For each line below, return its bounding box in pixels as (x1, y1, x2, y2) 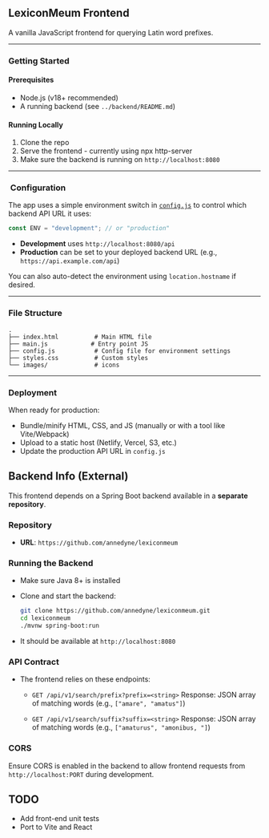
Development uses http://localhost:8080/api (19, 239, 175, 249)
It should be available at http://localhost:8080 (19, 636, 176, 646)
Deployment (8, 387, 58, 398)
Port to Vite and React (19, 822, 93, 832)
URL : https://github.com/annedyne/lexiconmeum (19, 537, 179, 548)
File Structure (8, 308, 62, 319)
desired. (8, 280, 36, 289)
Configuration (10, 182, 66, 193)
